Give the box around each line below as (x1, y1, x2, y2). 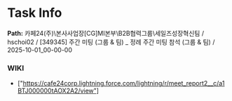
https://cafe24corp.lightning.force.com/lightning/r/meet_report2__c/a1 (22, 79, 225, 88)
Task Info (7, 5, 62, 21)
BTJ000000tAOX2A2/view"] (17, 86, 100, 95)
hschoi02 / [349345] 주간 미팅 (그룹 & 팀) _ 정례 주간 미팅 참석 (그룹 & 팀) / (7, 37, 215, 46)
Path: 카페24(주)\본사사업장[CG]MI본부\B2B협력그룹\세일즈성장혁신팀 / (7, 29, 205, 37)
